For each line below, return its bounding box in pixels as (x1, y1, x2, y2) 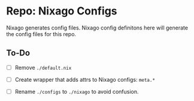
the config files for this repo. (6, 30, 77, 37)
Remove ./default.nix (14, 64, 72, 71)
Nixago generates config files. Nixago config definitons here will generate (6, 24, 189, 31)
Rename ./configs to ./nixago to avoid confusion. (14, 88, 139, 95)
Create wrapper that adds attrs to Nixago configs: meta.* (14, 76, 156, 83)
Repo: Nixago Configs (6, 4, 118, 18)
